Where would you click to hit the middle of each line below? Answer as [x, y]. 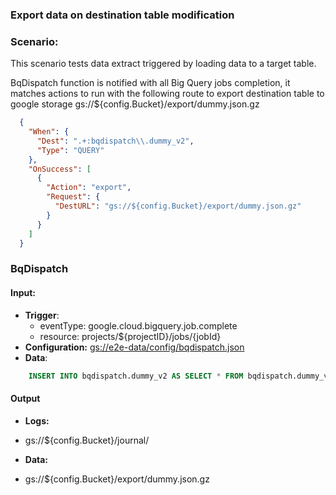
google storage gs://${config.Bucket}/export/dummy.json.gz [135, 104]
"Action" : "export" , [89, 188]
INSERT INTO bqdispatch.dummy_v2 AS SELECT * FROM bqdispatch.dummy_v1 [180, 376]
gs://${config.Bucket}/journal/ [87, 440]
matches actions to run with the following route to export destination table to [167, 94]
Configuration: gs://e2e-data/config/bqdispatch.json [134, 347]
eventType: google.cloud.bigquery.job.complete [138, 325]
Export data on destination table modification [122, 15]
